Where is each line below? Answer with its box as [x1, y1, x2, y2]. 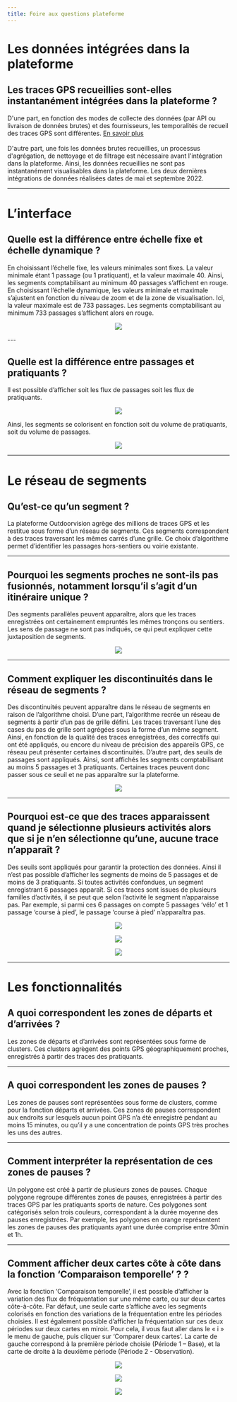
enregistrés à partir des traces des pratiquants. [7, 1052, 144, 1060]
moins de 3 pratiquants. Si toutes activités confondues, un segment [7, 878, 204, 886]
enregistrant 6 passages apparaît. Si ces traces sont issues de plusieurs [7, 885, 217, 894]
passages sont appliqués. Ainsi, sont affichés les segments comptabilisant [7, 755, 224, 764]
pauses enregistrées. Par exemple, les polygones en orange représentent [7, 1215, 221, 1224]
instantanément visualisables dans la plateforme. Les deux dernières [7, 166, 207, 175]
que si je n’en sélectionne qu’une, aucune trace [7, 833, 219, 845]
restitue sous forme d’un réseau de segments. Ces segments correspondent [7, 527, 229, 535]
